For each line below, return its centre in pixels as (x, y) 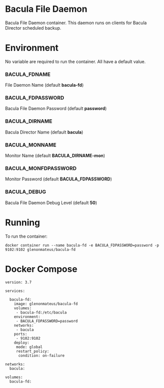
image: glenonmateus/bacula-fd (46, 304)
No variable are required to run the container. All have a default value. (75, 61)
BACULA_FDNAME (28, 74)
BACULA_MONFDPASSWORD (41, 168)
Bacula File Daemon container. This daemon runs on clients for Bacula (76, 23)
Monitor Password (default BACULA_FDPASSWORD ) (58, 179)
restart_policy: (33, 351)
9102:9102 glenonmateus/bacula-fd (41, 249)
